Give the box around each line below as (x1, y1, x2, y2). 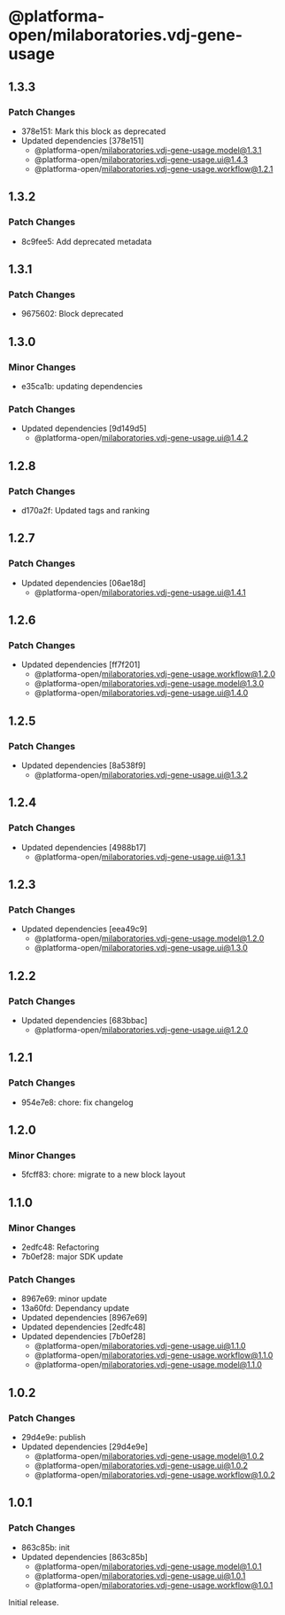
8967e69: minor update (20, 1293, 107, 1305)
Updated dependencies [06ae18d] (20, 577, 147, 588)
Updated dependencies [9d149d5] (20, 423, 147, 434)
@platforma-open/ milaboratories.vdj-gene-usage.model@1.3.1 (34, 145, 262, 155)
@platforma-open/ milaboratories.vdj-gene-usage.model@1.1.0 (34, 1360, 263, 1370)
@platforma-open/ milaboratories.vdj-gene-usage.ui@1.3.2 (34, 769, 249, 780)
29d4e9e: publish (20, 1432, 86, 1443)
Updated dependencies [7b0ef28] (20, 1331, 147, 1342)
